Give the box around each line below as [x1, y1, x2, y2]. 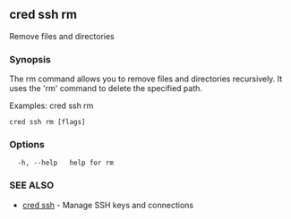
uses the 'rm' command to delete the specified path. [9, 83, 203, 94]
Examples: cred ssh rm [9, 100, 94, 111]
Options [9, 139, 45, 151]
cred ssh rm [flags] [9, 118, 87, 127]
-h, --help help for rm [17, 158, 115, 168]
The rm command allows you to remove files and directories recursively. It [9, 73, 283, 84]
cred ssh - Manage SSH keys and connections [21, 199, 194, 210]
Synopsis [9, 53, 51, 65]
